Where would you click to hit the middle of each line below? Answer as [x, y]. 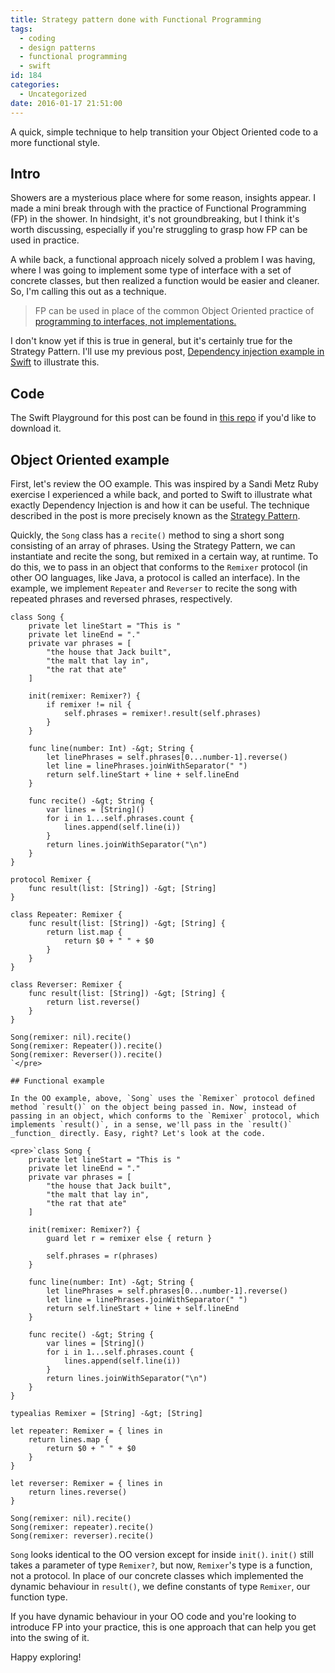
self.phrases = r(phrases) [102, 1256]
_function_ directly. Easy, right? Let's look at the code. [138, 1133]
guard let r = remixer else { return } [129, 1238]
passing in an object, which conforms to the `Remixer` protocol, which [165, 1116]
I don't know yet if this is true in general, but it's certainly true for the [151, 341]
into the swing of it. [50, 1637]
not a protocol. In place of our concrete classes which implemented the [157, 1575]
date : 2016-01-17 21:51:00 [66, 103]
